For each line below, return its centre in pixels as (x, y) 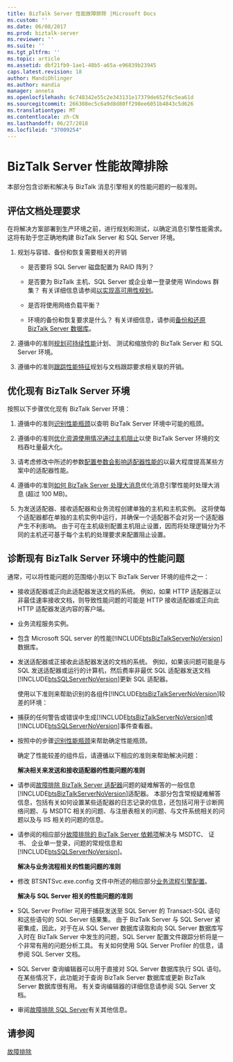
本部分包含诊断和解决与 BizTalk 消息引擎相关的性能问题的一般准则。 (104, 187)
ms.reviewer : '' (31, 40)
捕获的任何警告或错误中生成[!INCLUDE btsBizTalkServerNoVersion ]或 (115, 717)
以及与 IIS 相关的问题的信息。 (65, 819)
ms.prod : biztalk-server (43, 33)
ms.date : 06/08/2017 (37, 26)
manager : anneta (31, 91)
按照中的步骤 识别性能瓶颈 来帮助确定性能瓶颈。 (84, 741)
